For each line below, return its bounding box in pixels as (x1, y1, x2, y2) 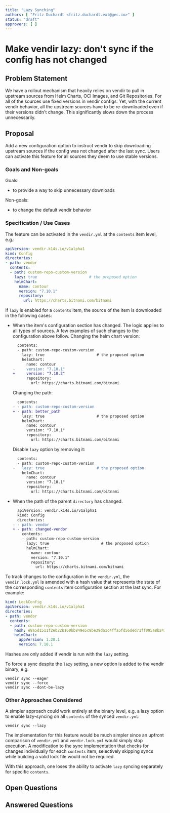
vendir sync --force (5, 680, 49, 686)
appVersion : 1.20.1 (18, 637, 60, 642)
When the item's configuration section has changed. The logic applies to (12, 322, 164, 329)
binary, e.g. (5, 666, 29, 672)
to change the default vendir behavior (12, 207, 92, 213)
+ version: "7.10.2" (12, 371, 65, 376)
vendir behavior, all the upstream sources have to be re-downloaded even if (5, 104, 163, 110)
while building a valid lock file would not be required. (5, 754, 115, 760)
